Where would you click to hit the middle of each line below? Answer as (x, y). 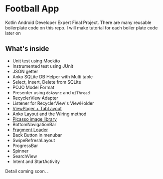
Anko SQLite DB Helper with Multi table (53, 77)
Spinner (20, 151)
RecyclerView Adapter (35, 98)
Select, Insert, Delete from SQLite (47, 82)
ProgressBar (25, 146)
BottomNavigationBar (34, 124)
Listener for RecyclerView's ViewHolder (53, 103)
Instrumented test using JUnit (43, 66)
